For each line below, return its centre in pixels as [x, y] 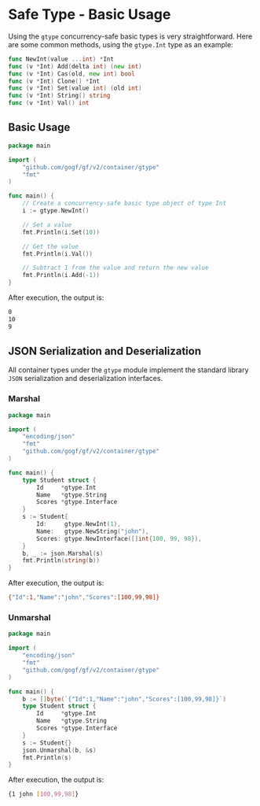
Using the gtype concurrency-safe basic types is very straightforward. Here [130, 36]
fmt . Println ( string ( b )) [61, 560]
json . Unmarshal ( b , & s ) [59, 750]
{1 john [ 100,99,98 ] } [44, 794]
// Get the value [51, 246]
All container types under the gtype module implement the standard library [128, 370]
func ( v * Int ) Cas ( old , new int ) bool [71, 74]
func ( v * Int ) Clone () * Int [54, 81]
